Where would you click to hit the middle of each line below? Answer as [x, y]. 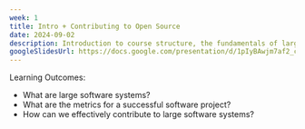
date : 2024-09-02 [42, 35]
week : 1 [24, 18]
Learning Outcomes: [48, 77]
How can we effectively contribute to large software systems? [138, 114]
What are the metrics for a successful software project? [127, 104]
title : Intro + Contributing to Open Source [95, 26]
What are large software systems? [87, 95]
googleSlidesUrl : [42, 52]
